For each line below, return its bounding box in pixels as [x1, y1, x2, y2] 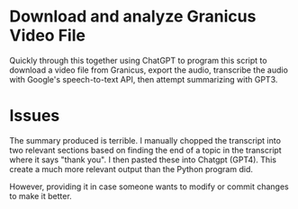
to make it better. [9, 190, 72, 201]
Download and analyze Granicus [9, 6, 257, 27]
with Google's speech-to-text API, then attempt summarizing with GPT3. [9, 74, 278, 84]
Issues [9, 106, 60, 126]
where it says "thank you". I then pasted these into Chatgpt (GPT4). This [9, 154, 277, 165]
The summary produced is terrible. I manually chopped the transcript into [9, 135, 282, 145]
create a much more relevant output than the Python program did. [9, 163, 254, 174]
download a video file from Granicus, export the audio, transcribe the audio [9, 65, 288, 75]
